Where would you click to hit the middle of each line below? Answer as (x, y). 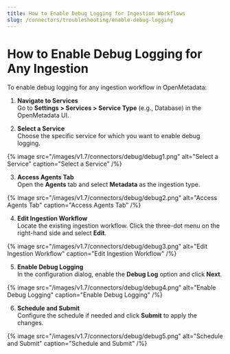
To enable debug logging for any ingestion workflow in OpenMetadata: (107, 87)
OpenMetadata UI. (43, 115)
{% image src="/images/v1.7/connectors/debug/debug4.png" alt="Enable (112, 288)
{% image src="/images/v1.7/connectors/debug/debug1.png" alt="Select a (113, 157)
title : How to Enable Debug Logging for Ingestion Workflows (96, 13)
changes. (30, 323)
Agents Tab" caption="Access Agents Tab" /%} (74, 205)
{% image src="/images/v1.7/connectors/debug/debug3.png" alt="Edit (107, 246)
